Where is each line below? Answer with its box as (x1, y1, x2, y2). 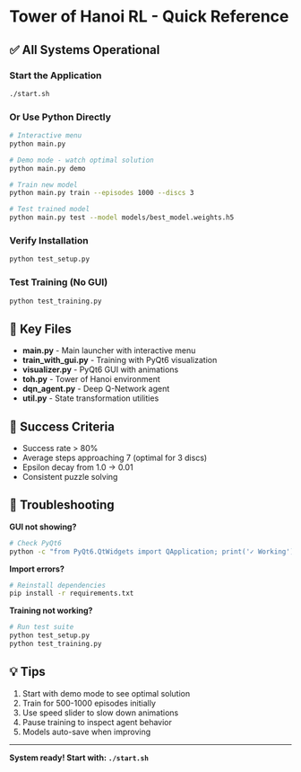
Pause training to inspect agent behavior (21, 716, 172, 727)
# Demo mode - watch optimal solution (9, 155, 154, 164)
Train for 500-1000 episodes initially (21, 697, 157, 708)
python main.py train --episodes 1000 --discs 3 (9, 189, 194, 198)
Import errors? (9, 563, 64, 574)
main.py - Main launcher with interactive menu (21, 345, 196, 356)
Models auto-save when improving (21, 726, 151, 737)
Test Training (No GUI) (9, 276, 108, 288)
